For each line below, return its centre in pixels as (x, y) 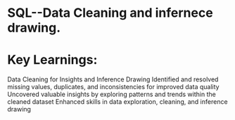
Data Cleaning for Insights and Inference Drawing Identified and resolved (113, 79)
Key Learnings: (52, 60)
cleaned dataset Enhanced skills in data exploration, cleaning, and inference (118, 102)
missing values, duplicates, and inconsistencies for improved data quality (113, 87)
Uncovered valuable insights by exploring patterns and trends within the (112, 94)
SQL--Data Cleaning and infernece (110, 13)
